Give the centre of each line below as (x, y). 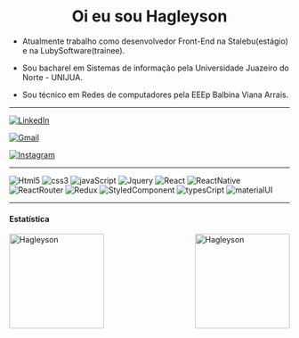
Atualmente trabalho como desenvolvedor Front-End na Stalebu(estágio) (155, 41)
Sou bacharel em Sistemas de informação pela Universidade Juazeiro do (155, 68)
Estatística (29, 218)
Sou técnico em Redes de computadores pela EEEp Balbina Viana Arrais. (155, 95)
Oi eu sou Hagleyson (149, 16)
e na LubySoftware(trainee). (73, 50)
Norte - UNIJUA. (52, 77)
